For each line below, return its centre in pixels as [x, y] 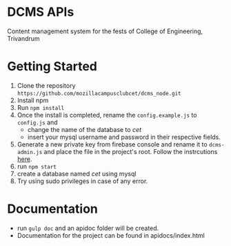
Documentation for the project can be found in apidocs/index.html [111, 235]
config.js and [37, 122]
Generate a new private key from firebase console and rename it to [112, 144]
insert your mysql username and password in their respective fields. [124, 137]
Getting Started [52, 67]
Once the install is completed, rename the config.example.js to [107, 115]
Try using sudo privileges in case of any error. [82, 181]
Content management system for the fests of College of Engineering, [105, 31]
